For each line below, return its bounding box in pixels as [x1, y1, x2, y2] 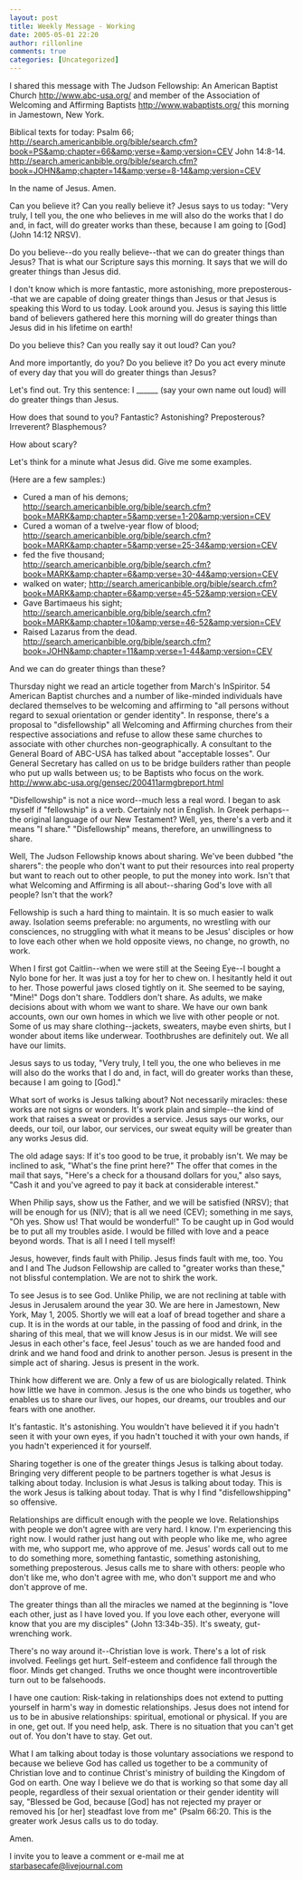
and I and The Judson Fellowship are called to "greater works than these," [9, 1263, 286, 1274]
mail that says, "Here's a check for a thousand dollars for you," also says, [9, 1170, 282, 1180]
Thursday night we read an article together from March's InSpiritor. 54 [9, 681, 271, 692]
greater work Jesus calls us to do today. [9, 1816, 159, 1827]
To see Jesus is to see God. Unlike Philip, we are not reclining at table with [9, 1290, 287, 1301]
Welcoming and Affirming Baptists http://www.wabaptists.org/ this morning [9, 100, 289, 110]
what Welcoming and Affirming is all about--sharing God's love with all [9, 880, 273, 890]
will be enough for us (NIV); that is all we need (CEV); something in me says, [9, 1206, 294, 1217]
